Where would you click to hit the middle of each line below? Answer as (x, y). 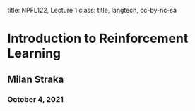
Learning (34, 54)
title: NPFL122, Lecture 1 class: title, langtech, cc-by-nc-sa (92, 10)
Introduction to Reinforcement (98, 39)
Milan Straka (36, 79)
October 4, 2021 (35, 99)
